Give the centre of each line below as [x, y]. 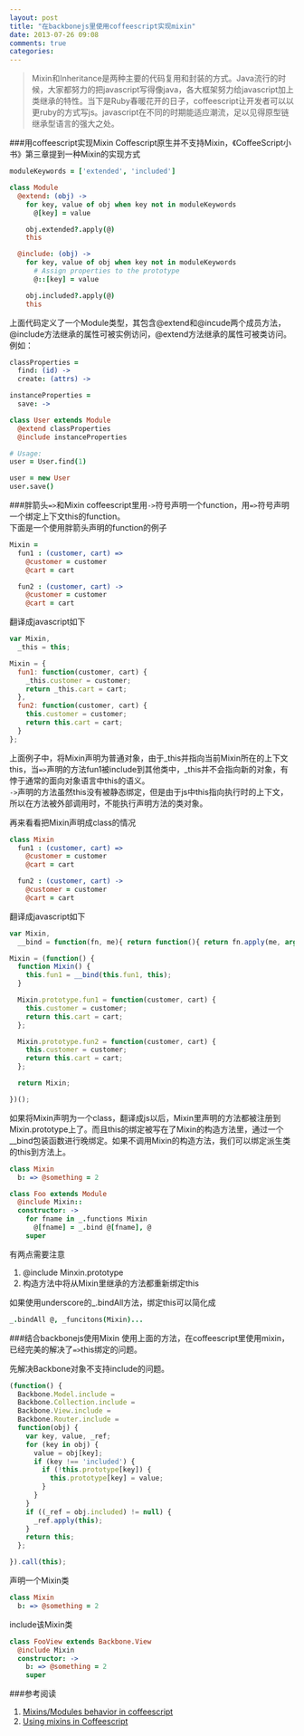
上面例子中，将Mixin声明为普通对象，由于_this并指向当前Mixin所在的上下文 [149, 758]
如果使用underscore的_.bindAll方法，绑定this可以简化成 [113, 1302]
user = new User [40, 478]
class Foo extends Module [58, 1194]
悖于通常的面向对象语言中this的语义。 [80, 781]
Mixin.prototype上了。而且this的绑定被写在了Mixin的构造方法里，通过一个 [147, 1129]
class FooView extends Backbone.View [81, 1641]
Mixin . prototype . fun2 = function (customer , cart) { [117, 1041]
